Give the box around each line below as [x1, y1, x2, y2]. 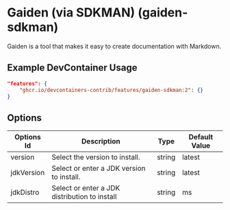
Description [81, 137, 121, 146]
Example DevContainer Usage [7, 62, 138, 73]
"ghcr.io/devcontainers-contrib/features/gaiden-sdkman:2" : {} [19, 86, 204, 93]
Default [188, 132, 214, 142]
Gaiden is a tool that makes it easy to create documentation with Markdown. [7, 42, 222, 50]
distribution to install [51, 192, 117, 202]
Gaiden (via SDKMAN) [7, 5, 136, 21]
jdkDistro [10, 187, 40, 197]
